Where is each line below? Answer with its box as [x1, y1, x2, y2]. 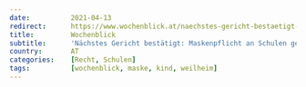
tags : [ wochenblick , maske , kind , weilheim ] [9, 64, 219, 73]
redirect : [9, 22, 47, 31]
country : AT [9, 47, 79, 56]
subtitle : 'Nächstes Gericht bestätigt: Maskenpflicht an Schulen [9, 38, 287, 48]
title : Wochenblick [9, 30, 117, 39]
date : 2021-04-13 [9, 13, 112, 23]
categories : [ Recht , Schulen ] [9, 55, 137, 64]
